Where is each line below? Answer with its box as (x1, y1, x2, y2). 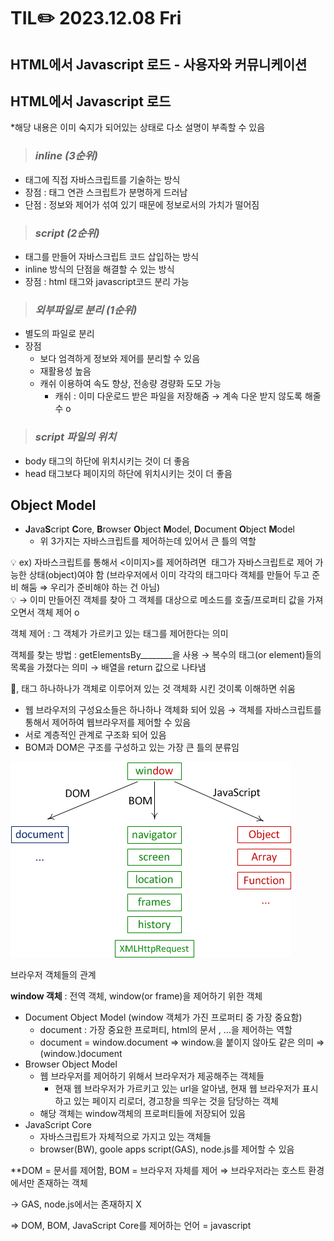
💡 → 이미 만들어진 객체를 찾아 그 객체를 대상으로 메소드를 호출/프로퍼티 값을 (10, 594, 305, 606)
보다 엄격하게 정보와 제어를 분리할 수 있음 (39, 353, 201, 365)
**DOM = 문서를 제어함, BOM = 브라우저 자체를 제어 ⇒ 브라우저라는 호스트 (10, 1165, 307, 1177)
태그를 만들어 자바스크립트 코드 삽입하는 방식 (24, 250, 200, 262)
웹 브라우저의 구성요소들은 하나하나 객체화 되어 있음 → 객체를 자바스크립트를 (24, 704, 322, 716)
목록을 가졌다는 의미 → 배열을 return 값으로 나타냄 (10, 661, 207, 674)
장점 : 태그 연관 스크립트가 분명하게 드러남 (24, 186, 188, 198)
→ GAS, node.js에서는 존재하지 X (10, 1198, 142, 1210)
